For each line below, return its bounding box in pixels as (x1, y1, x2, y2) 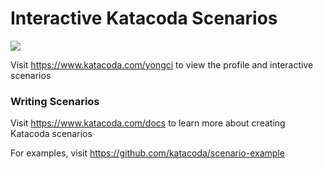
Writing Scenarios (10, 94, 100, 108)
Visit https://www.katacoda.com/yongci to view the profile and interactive (10, 58, 314, 71)
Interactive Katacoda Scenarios (10, 7, 278, 30)
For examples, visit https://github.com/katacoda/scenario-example (10, 147, 285, 159)
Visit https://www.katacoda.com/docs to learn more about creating (10, 117, 286, 129)
